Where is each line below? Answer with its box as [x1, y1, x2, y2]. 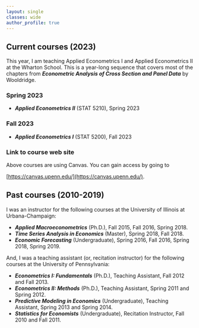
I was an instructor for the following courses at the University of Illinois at [6, 206, 185, 213]
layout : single [6, 8, 44, 15]
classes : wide [6, 14, 42, 20]
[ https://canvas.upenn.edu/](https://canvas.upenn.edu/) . [6, 173, 145, 180]
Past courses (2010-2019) [6, 190, 105, 200]
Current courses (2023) [6, 42, 96, 52]
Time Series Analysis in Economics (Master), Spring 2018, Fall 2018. [14, 230, 184, 237]
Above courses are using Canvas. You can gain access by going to [6, 162, 170, 169]
